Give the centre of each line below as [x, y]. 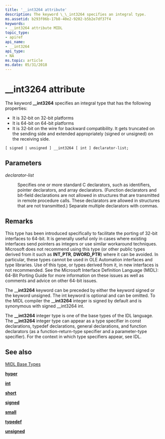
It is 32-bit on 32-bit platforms [43, 118]
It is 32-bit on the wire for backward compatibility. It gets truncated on [83, 129]
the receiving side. [31, 139]
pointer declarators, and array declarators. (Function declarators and [87, 190]
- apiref [14, 38]
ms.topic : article [24, 60]
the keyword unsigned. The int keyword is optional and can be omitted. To [80, 295]
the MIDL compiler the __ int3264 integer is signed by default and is [73, 300]
